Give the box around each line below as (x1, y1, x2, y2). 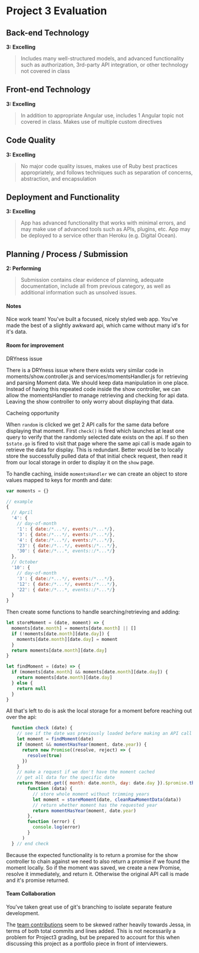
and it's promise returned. (6, 877, 69, 884)
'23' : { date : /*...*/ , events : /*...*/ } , (17, 543, 118, 548)
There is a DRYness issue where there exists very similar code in (6, 366, 164, 374)
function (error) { (27, 819, 76, 824)
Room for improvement (6, 342, 64, 349)
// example (6, 499, 33, 505)
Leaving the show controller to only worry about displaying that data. (6, 398, 174, 405)
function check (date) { (11, 725, 73, 731)
